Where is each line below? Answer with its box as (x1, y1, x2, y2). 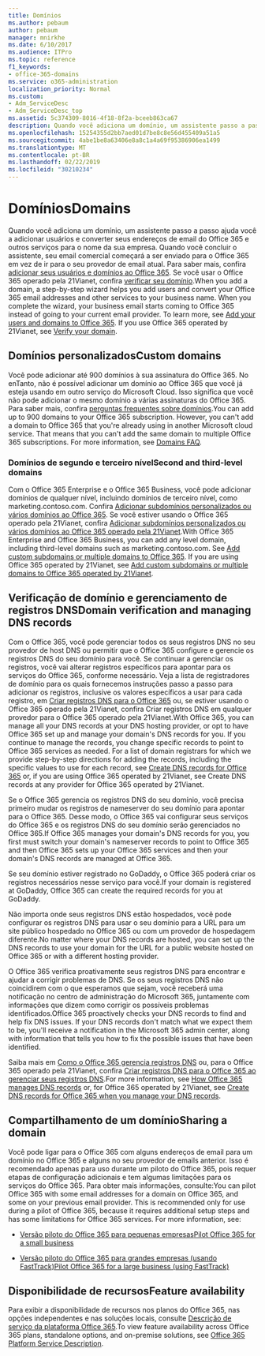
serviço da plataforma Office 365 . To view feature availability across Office (8, 1322, 250, 1332)
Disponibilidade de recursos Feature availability (8, 1284, 245, 1298)
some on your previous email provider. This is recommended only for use (8, 1197, 246, 1207)
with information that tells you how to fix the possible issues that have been (8, 1033, 253, 1043)
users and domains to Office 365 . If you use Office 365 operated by (8, 317, 229, 328)
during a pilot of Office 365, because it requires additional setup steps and (8, 1205, 250, 1216)
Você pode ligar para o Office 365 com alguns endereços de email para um (8, 1147, 253, 1156)
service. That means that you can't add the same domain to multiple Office (8, 429, 251, 438)
